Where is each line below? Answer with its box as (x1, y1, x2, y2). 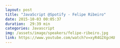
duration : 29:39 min (5, 21, 50, 26)
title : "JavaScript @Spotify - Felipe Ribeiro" (5, 12, 106, 17)
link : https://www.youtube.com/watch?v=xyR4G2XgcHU (5, 35, 115, 40)
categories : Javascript (5, 26, 55, 31)
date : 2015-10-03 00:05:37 (5, 16, 61, 21)
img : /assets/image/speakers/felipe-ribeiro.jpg (5, 30, 108, 35)
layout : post (5, 7, 32, 12)
